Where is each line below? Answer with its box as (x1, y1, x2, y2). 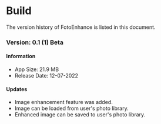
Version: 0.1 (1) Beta (6, 38, 63, 46)
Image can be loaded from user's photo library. (14, 105, 129, 112)
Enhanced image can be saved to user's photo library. (14, 111, 146, 118)
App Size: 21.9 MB (14, 66, 59, 73)
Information (6, 53, 36, 60)
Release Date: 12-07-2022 (14, 72, 78, 79)
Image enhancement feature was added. (14, 99, 113, 106)
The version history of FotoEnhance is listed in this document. (6, 24, 156, 31)
